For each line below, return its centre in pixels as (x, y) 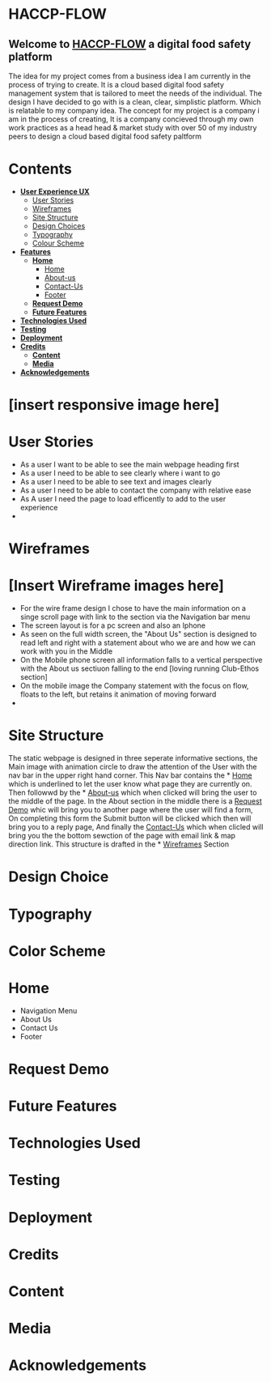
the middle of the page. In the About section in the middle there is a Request (135, 801)
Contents (40, 169)
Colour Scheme (58, 243)
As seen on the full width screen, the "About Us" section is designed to (138, 634)
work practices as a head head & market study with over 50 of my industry (133, 128)
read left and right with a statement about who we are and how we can (138, 643)
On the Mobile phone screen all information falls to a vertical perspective (141, 660)
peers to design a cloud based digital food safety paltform (105, 136)
